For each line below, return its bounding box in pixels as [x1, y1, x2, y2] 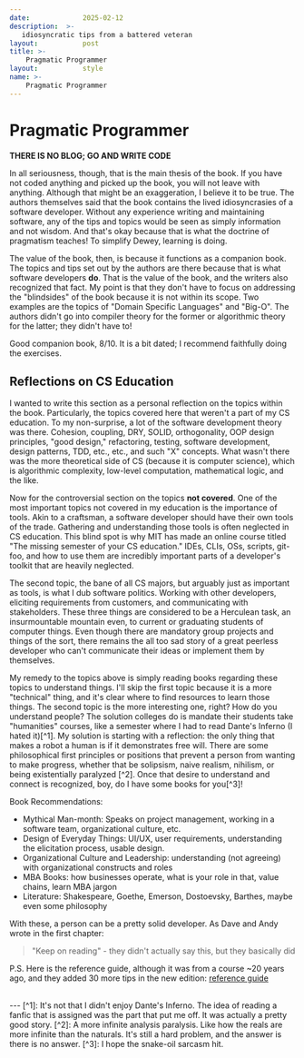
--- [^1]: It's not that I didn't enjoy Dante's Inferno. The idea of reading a [9, 1000, 278, 1011]
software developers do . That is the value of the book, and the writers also [9, 272, 289, 282]
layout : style [9, 64, 103, 74]
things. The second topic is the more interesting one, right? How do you [9, 701, 278, 713]
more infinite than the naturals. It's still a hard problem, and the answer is [9, 1029, 282, 1040]
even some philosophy [22, 901, 108, 912]
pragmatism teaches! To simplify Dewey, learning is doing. [9, 235, 228, 246]
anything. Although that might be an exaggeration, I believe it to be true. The [9, 187, 295, 198]
